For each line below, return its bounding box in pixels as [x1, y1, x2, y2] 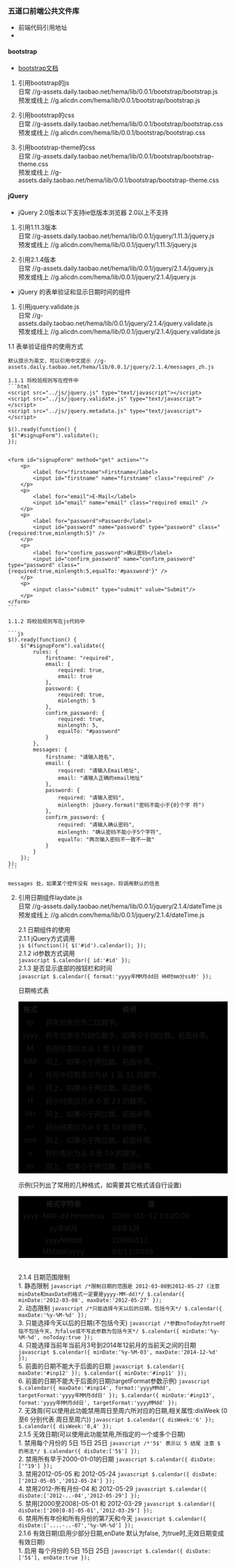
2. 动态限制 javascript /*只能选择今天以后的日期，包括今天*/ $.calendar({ [17, 1303, 222, 1312]
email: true [57, 672, 93, 680]
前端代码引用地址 [17, 23, 68, 32]
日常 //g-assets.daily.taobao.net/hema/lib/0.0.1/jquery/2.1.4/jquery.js [17, 264, 214, 272]
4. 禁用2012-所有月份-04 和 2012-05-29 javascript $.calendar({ [17, 1484, 207, 1493]
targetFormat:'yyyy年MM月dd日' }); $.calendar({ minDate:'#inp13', [17, 1391, 215, 1399]
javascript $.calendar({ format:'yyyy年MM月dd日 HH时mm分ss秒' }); [17, 972, 212, 980]
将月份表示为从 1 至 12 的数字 [45, 1044, 144, 1053]
